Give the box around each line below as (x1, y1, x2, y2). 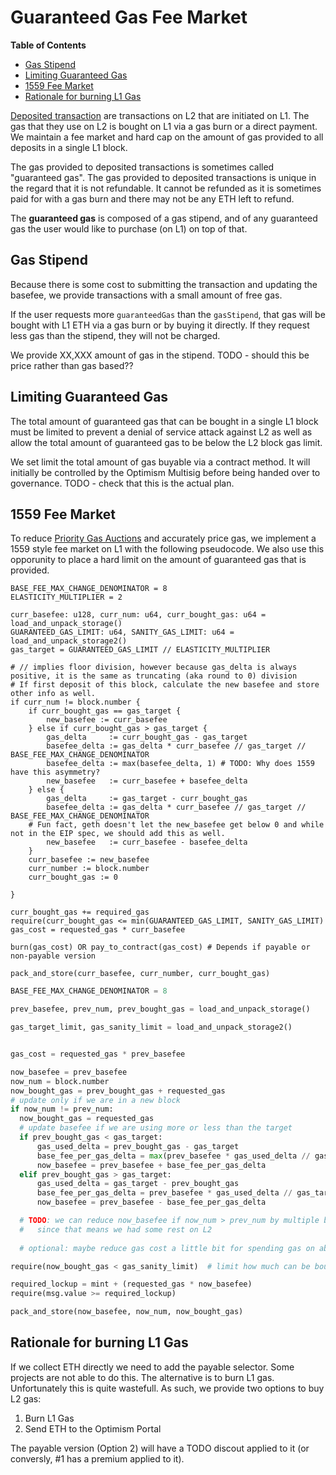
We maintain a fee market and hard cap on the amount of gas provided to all (10, 131, 324, 143)
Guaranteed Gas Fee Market (10, 6, 248, 29)
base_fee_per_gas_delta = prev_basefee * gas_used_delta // (36, 1188, 293, 1198)
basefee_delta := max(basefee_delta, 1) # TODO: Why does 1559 (46, 759, 315, 769)
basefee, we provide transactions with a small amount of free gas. (10, 289, 283, 301)
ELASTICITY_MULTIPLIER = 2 (10, 592, 123, 603)
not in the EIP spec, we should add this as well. (10, 829, 226, 839)
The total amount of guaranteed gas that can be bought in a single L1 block (10, 415, 319, 427)
